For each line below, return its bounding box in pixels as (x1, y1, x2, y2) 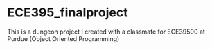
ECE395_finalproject (7, 5, 128, 21)
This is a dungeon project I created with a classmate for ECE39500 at (7, 27, 206, 36)
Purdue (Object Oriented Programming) (7, 34, 120, 42)
